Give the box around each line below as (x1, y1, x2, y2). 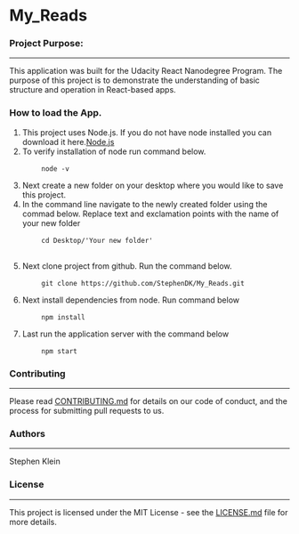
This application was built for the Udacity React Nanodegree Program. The (9, 66, 283, 77)
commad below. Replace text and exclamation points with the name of (21, 208, 279, 219)
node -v (41, 164, 69, 174)
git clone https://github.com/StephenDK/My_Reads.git (41, 279, 245, 287)
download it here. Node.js (21, 136, 115, 147)
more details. (9, 516, 58, 527)
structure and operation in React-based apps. (9, 85, 176, 95)
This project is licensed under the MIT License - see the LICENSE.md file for (9, 506, 288, 517)
